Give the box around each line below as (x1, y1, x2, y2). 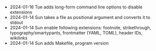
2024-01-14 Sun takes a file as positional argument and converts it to (9, 15, 151, 20)
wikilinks (9, 35, 28, 41)
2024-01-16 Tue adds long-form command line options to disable (9, 4, 143, 10)
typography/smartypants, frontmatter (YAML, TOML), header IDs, (9, 30, 143, 35)
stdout (9, 19, 23, 25)
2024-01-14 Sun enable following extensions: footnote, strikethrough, (9, 25, 152, 31)
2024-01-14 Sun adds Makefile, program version (9, 40, 109, 46)
